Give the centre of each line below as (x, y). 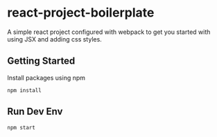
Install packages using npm (46, 77)
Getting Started (41, 61)
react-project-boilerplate (81, 13)
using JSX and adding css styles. (54, 39)
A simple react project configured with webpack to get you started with (109, 32)
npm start (21, 127)
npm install (24, 90)
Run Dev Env (35, 112)
